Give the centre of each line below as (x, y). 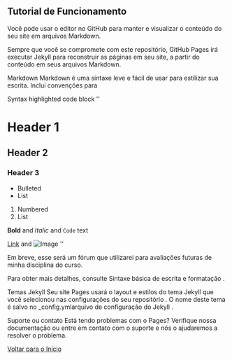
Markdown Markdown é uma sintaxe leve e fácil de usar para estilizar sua (113, 78)
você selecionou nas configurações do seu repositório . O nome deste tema (116, 299)
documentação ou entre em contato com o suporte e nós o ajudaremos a (113, 328)
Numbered (33, 209)
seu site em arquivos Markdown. (54, 36)
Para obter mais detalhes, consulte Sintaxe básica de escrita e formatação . (116, 278)
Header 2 (28, 153)
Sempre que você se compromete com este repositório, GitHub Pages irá (113, 49)
